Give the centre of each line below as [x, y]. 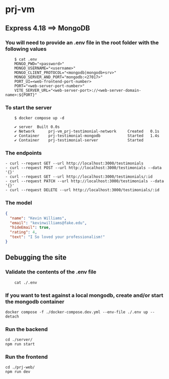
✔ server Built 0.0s [37, 127]
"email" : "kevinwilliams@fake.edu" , [48, 223]
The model [19, 203]
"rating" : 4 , [24, 232]
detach [12, 316]
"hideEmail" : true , [30, 228]
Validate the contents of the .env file [51, 272]
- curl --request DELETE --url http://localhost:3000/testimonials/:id [82, 190]
